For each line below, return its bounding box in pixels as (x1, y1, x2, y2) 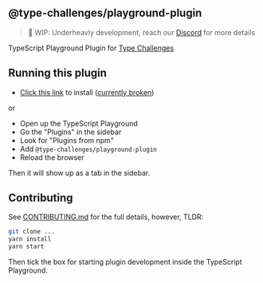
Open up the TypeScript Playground (19, 118, 138, 128)
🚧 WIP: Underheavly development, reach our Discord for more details (27, 27, 256, 37)
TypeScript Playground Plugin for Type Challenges (8, 43, 174, 53)
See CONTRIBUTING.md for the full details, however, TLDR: (8, 212, 204, 222)
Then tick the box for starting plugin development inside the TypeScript (8, 257, 242, 267)
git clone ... (8, 228, 56, 236)
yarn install (8, 235, 52, 243)
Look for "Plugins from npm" (19, 135, 114, 145)
